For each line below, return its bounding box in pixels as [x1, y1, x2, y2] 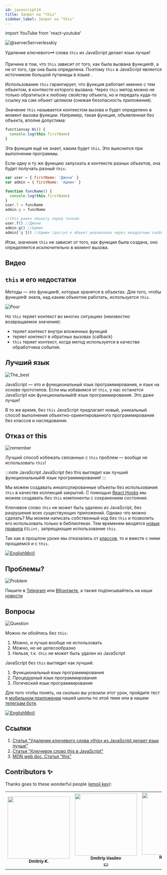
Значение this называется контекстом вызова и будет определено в [5, 107, 152, 113]
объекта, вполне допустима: [5, 117, 66, 123]
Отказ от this [5, 432, 47, 440]
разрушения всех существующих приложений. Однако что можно [5, 510, 147, 516]
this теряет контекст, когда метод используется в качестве [12, 339, 140, 345]
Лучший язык [5, 358, 50, 367]
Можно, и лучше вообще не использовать [12, 640, 102, 646]
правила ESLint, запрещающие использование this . [5, 525, 117, 532]
